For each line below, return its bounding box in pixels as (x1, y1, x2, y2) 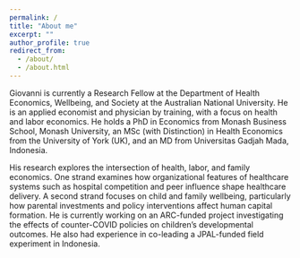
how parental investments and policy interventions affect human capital (9, 200, 273, 211)
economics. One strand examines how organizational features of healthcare (9, 171, 289, 182)
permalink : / (9, 13, 58, 22)
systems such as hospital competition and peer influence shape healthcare (9, 181, 287, 192)
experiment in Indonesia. (9, 238, 100, 249)
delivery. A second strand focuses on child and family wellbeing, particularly (9, 190, 291, 202)
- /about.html (17, 64, 70, 73)
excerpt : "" (9, 30, 54, 39)
